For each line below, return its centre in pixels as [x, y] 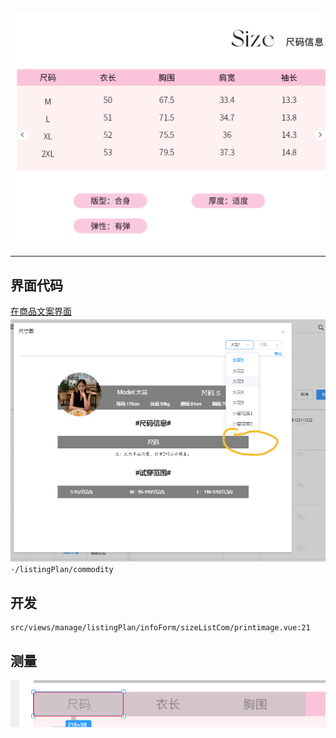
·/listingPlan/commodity [62, 570]
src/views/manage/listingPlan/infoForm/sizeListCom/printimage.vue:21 [160, 628]
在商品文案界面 [41, 311]
